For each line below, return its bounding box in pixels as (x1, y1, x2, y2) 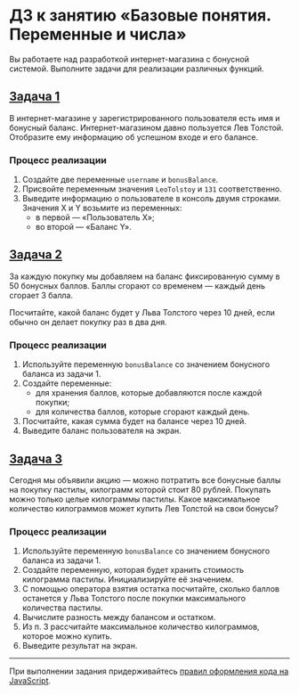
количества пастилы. (21, 602, 103, 613)
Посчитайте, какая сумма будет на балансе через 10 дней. (21, 416, 247, 427)
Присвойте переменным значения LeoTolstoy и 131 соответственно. (21, 184, 282, 194)
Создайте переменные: (21, 378, 112, 388)
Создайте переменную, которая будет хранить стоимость (21, 565, 245, 576)
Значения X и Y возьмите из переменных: (21, 202, 182, 214)
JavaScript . (9, 675, 52, 686)
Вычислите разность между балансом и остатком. (21, 612, 216, 623)
